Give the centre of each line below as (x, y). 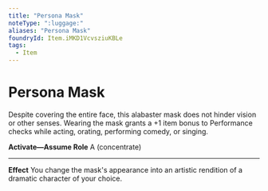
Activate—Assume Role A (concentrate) (75, 147)
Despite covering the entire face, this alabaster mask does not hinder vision (132, 114)
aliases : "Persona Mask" (49, 30)
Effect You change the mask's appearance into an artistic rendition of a (126, 169)
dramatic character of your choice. (65, 178)
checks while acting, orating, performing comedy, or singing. (108, 131)
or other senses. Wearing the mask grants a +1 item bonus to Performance (130, 123)
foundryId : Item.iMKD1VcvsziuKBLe (66, 38)
